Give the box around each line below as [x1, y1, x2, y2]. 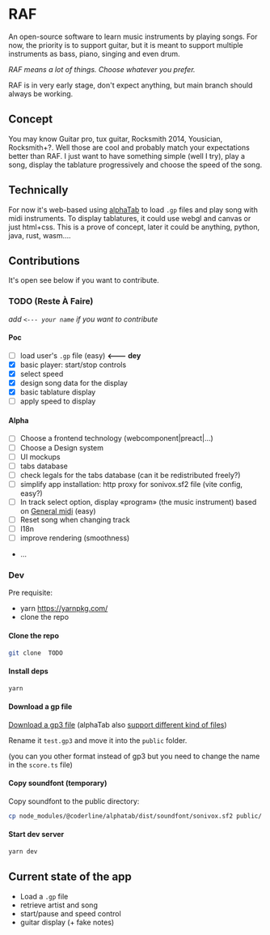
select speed [19, 369, 64, 378]
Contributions [8, 254, 80, 267]
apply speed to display [19, 396, 96, 406]
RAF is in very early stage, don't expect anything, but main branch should [8, 80, 253, 90]
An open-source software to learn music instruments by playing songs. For [8, 32, 258, 41]
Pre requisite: [8, 588, 53, 598]
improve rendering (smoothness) [19, 533, 130, 543]
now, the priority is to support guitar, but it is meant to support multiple [8, 40, 244, 49]
